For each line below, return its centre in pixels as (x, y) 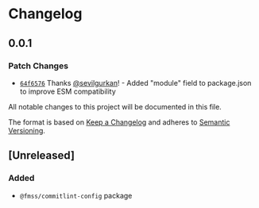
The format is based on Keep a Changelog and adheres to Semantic (119, 122)
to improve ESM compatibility (68, 91)
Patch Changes (39, 66)
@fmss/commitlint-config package (76, 195)
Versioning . (27, 130)
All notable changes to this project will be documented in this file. (115, 106)
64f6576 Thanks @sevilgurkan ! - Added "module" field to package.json (135, 83)
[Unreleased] (42, 156)
